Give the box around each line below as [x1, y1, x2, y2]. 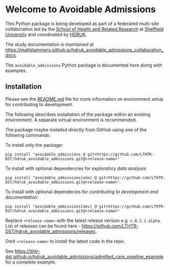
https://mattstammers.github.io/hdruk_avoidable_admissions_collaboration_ [5, 47, 164, 53]
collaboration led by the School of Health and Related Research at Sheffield [5, 26, 164, 32]
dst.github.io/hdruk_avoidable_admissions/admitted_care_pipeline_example [5, 253, 164, 259]
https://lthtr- [14, 248, 40, 254]
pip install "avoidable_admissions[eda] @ [5, 175, 97, 180]
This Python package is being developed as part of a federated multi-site [5, 20, 159, 27]
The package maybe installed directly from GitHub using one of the [5, 126, 147, 132]
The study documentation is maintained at [5, 41, 94, 47]
